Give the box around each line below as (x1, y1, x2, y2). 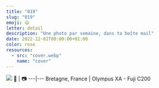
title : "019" (6, 8, 38, 15)
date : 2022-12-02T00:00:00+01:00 (6, 36, 88, 42)
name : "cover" (16, 58, 51, 64)
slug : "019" (6, 14, 35, 20)
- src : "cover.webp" (11, 53, 62, 58)
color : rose (6, 42, 35, 48)
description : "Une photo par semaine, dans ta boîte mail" (6, 31, 154, 37)
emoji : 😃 (6, 19, 29, 25)
